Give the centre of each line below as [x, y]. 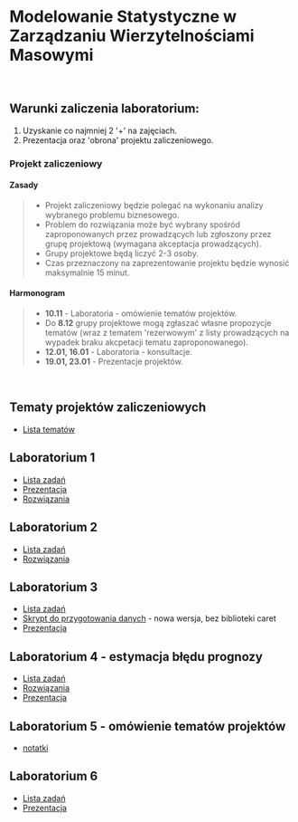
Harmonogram [37, 293]
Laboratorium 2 [53, 527]
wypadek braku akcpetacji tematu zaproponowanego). [146, 342]
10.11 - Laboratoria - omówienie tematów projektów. [141, 313]
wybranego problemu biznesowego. [112, 215]
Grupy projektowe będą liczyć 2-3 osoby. [121, 253]
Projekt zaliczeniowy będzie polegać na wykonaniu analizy [154, 205]
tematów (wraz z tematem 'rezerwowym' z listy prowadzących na [167, 333]
